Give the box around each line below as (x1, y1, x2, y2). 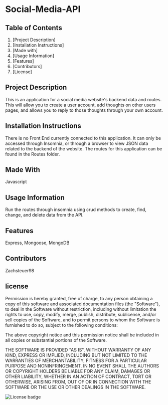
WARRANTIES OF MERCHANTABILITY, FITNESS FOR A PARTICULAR (5, 357, 147, 363)
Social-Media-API (5, 4, 81, 15)
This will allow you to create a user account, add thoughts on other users (5, 102, 156, 108)
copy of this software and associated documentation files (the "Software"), (5, 301, 160, 307)
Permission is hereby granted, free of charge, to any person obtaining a (5, 295, 153, 301)
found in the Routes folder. (5, 151, 60, 157)
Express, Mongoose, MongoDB (5, 240, 70, 246)
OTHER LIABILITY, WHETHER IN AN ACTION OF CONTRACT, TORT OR (5, 373, 151, 379)
